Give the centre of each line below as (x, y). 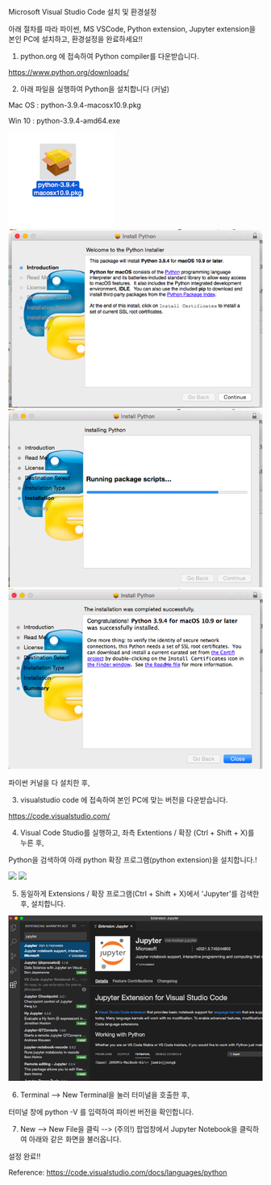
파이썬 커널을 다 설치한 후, (49, 782)
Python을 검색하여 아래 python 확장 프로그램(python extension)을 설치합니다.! (133, 860)
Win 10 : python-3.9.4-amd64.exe (65, 121)
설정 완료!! (25, 1156)
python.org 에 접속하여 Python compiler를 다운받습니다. (110, 56)
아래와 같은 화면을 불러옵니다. (75, 1139)
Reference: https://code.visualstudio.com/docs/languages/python (118, 1172)
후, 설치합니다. (43, 903)
